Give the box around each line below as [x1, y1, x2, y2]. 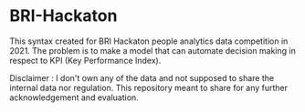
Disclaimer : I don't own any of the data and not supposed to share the [9, 72, 275, 83]
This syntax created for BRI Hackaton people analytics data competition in [9, 36, 289, 46]
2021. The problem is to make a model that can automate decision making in [9, 45, 297, 56]
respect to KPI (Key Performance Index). [9, 55, 162, 66]
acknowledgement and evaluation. [9, 92, 139, 103]
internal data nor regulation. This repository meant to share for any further [9, 82, 289, 93]
